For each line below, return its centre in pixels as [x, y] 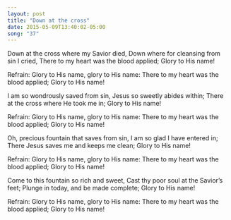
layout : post [26, 14]
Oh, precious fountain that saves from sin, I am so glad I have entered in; [113, 138]
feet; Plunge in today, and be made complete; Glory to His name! [101, 188]
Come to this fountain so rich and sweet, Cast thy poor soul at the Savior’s [115, 181]
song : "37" [23, 33]
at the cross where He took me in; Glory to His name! [84, 104]
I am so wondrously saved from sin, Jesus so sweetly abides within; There [115, 96]
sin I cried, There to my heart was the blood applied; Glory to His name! [111, 61]
